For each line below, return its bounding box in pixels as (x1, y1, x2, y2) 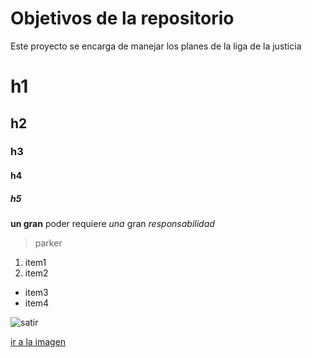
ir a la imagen (10, 336, 67, 347)
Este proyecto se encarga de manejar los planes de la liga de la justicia (10, 40, 302, 52)
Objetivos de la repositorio (10, 7, 235, 30)
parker (34, 237, 63, 249)
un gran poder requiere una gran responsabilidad (10, 218, 215, 229)
